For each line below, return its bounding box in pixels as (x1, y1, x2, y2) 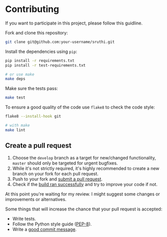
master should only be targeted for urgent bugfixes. (12, 160, 118, 166)
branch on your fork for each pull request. (12, 170, 99, 176)
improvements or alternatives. (5, 196, 67, 202)
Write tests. (12, 215, 36, 221)
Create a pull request (5, 141, 72, 150)
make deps (5, 76, 26, 81)
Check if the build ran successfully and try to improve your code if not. (12, 181, 158, 187)
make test (5, 95, 26, 100)
